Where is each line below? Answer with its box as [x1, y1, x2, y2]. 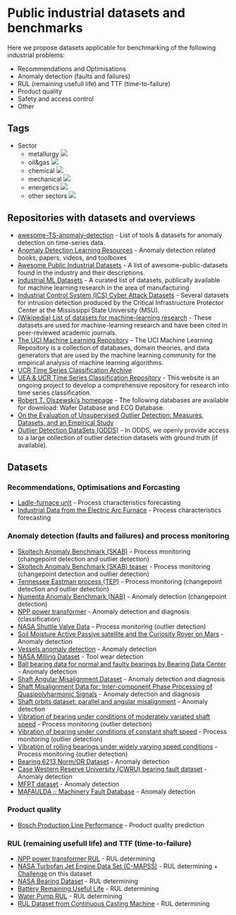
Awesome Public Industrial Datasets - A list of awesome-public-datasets [17, 261, 228, 269]
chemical [27, 166, 55, 174]
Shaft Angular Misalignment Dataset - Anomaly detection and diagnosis [17, 674, 225, 683]
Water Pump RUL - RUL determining [17, 892, 123, 901]
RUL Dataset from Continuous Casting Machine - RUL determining [17, 899, 210, 908]
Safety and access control [17, 94, 94, 103]
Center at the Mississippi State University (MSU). [17, 306, 160, 314]
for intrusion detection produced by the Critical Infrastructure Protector [17, 298, 224, 306]
